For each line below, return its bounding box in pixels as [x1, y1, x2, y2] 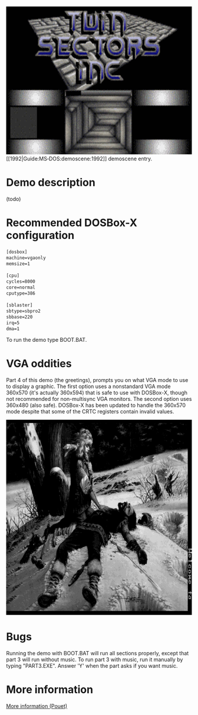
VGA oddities [6, 357, 72, 370]
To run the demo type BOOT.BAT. [6, 336, 87, 343]
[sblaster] [6, 302, 33, 308]
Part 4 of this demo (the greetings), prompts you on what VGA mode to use [6, 376, 189, 383]
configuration [6, 229, 75, 242]
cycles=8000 [6, 279, 35, 284]
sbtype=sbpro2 [6, 308, 41, 314]
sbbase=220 [6, 314, 33, 320]
